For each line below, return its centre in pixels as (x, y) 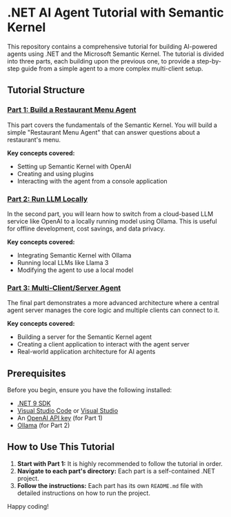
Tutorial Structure (46, 90)
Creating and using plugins (56, 173)
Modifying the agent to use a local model (75, 270)
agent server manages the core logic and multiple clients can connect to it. (113, 310)
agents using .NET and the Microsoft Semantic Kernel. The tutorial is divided (115, 54)
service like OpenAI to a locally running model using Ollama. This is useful (112, 221)
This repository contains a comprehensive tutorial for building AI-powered (112, 46)
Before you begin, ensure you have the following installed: (90, 390)
